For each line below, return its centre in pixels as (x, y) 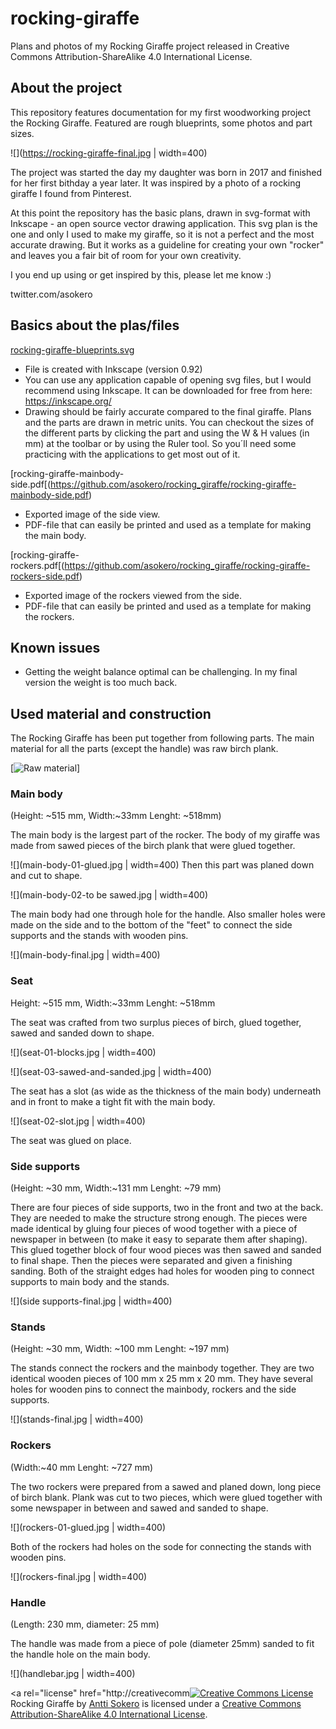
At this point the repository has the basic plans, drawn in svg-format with (160, 213)
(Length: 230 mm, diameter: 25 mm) (85, 1624)
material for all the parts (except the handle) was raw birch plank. (144, 749)
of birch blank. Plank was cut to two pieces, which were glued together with (166, 1497)
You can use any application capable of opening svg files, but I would (168, 379)
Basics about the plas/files (95, 325)
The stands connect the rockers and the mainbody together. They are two (162, 1368)
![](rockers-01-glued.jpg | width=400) (88, 1527)
